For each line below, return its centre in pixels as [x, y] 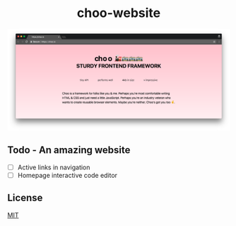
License [25, 198]
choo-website [119, 13]
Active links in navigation [54, 167]
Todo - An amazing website [69, 150]
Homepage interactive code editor [67, 175]
